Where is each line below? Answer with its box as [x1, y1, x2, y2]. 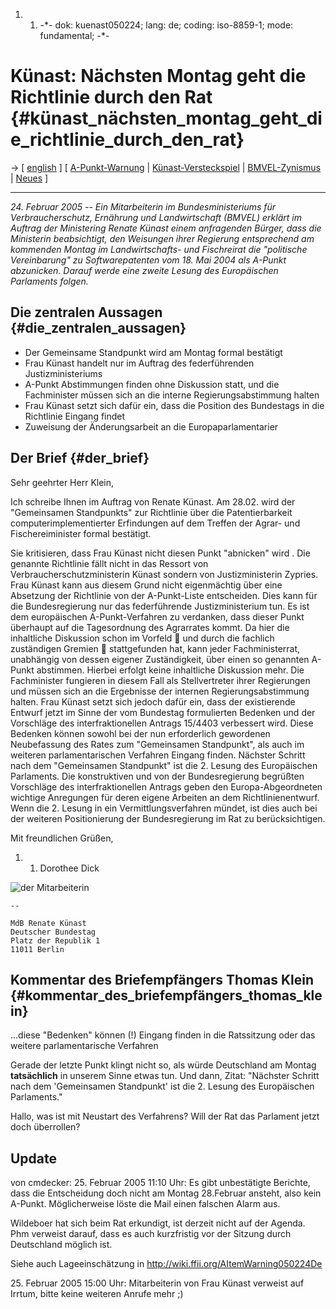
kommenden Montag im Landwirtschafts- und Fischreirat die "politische [10, 243, 308, 255]
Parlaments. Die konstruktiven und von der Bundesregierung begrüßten [10, 770, 305, 782]
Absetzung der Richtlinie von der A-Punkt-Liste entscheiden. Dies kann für [10, 589, 318, 601]
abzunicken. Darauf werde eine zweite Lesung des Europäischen [10, 264, 279, 276]
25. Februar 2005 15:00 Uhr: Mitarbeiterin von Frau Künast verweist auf [10, 1277, 305, 1289]
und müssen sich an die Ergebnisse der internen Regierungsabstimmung [10, 685, 310, 697]
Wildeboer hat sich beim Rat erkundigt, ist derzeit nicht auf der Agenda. [10, 1217, 306, 1229]
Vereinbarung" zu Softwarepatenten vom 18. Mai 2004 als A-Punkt [10, 254, 287, 266]
